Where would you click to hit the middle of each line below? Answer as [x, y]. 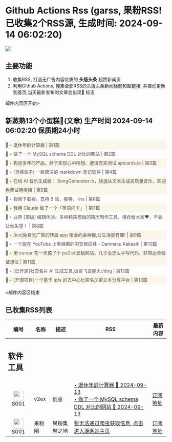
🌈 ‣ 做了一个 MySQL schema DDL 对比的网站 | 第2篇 [61, 154]
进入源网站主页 [92, 431]
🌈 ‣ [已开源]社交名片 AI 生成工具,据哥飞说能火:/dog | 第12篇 [67, 271]
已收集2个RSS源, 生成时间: [61, 23]
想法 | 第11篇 [23, 262]
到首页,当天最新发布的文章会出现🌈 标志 [53, 92]
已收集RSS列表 [29, 310]
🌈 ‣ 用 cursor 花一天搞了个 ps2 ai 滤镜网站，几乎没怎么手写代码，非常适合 [83, 253]
